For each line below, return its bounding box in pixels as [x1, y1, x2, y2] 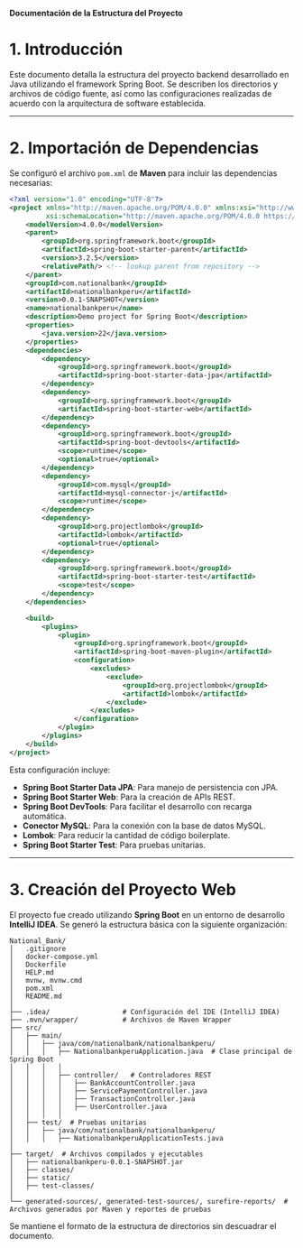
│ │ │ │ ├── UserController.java [9, 1102, 168, 1111]
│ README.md [9, 992, 63, 1001]
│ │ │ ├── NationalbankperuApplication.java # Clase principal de [9, 1047, 293, 1056]
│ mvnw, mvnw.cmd [9, 975, 83, 985]
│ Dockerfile [9, 960, 67, 969]
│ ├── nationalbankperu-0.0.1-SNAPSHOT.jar [9, 1157, 183, 1167]
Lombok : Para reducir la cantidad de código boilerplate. [22, 829, 231, 840]
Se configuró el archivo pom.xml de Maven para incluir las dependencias [9, 167, 278, 179]
